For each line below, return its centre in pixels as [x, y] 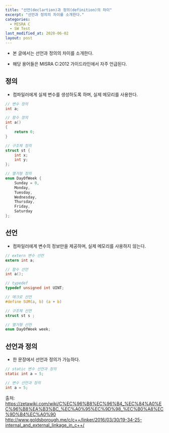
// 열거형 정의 [18, 174]
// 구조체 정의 [18, 146]
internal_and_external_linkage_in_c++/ [45, 425]
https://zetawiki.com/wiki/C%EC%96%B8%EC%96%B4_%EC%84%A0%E [83, 403]
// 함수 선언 [17, 269]
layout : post [19, 38]
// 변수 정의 [17, 104]
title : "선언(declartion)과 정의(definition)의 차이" [59, 10]
